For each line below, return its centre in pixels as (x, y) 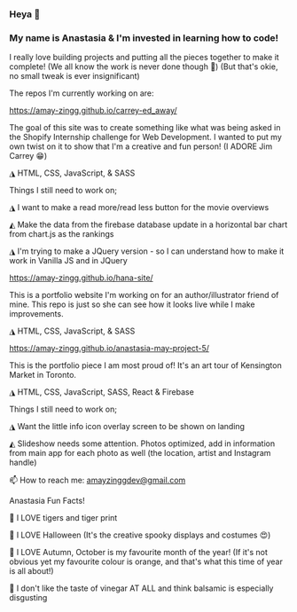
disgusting (28, 598)
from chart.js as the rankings (62, 234)
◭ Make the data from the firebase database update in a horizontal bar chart (148, 224)
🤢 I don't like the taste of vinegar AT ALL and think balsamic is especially (141, 588)
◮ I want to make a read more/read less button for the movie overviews (139, 208)
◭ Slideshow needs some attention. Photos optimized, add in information (142, 443)
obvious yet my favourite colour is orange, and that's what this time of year (146, 561)
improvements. (36, 314)
